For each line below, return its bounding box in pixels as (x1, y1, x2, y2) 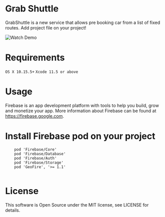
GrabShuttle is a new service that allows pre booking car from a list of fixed (5, 19, 160, 25)
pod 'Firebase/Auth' (14, 156, 57, 161)
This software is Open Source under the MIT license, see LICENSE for (5, 202, 149, 208)
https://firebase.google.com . (5, 113, 64, 119)
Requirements (5, 52, 65, 63)
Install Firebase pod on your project (5, 131, 155, 142)
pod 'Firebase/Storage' (14, 160, 64, 165)
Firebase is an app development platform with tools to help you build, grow (5, 102, 159, 108)
